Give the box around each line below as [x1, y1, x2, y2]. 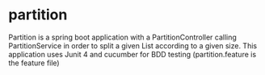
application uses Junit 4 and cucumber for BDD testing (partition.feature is [8, 49, 257, 59]
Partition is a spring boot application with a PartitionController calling [8, 32, 237, 42]
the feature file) [8, 58, 60, 68]
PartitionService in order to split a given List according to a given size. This [8, 40, 257, 50]
